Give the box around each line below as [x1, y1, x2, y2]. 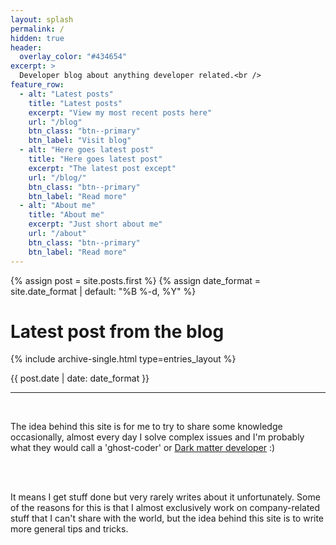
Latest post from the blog [10, 320, 225, 343]
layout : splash [10, 14, 74, 25]
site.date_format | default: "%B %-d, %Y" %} [10, 285, 197, 297]
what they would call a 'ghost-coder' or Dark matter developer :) [10, 442, 276, 454]
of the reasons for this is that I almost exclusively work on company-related [10, 502, 321, 514]
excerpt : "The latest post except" [28, 163, 177, 173]
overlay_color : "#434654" [19, 52, 128, 62]
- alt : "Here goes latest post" [19, 145, 155, 155]
